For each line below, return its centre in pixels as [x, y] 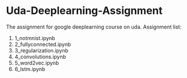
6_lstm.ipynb [30, 69]
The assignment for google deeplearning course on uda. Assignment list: [94, 27]
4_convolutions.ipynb [40, 56]
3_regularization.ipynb [41, 50]
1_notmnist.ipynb [35, 38]
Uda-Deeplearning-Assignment [84, 11]
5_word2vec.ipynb [37, 63]
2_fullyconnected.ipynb [43, 44]
